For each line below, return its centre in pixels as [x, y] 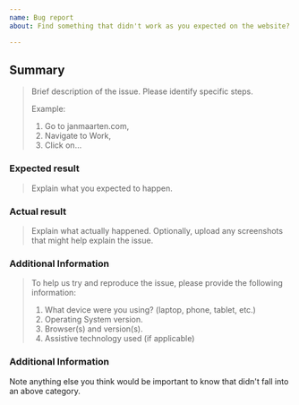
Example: [48, 109]
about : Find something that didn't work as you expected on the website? [150, 26]
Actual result [38, 211]
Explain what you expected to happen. [102, 188]
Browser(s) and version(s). [94, 329]
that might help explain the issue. [92, 240]
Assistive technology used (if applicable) [120, 339]
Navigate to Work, [78, 136]
